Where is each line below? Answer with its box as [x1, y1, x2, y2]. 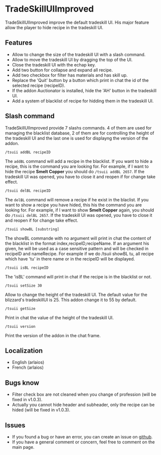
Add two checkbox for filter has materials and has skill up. [12, 72, 128, 78]
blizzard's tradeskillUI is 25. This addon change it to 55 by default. [5, 297, 137, 303]
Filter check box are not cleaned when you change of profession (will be [12, 391, 156, 397]
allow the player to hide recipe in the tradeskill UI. [5, 24, 103, 30]
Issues [5, 421, 26, 429]
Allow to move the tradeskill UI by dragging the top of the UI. [12, 57, 133, 63]
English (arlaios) [12, 359, 44, 365]
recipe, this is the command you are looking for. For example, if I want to [5, 163, 149, 169]
